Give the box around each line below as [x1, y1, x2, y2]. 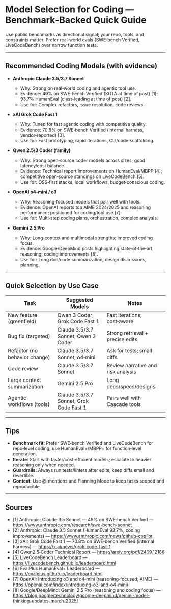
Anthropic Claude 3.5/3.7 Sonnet [12, 75, 84, 81]
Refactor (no [8, 347, 38, 354]
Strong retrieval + [106, 329, 149, 336]
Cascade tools [106, 400, 141, 408]
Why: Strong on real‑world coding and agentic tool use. [20, 85, 136, 91]
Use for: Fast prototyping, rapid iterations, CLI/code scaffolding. [20, 137, 155, 143]
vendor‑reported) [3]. [20, 132, 65, 138]
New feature [8, 311, 38, 318]
